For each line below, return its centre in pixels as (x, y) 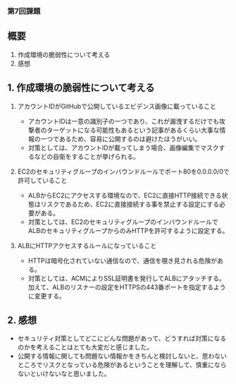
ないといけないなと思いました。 (64, 374)
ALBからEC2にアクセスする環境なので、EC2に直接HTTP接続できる (125, 195)
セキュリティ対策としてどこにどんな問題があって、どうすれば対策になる (122, 338)
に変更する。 (46, 296)
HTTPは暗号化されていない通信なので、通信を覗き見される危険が (123, 260)
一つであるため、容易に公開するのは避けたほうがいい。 (121, 138)
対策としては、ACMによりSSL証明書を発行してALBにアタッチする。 (126, 278)
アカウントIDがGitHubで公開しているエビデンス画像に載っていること (117, 106)
